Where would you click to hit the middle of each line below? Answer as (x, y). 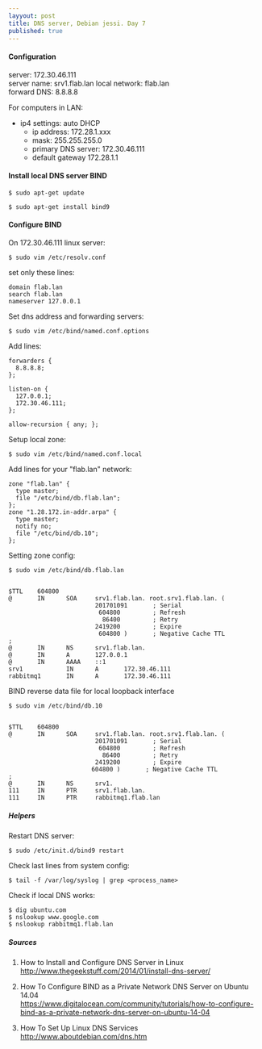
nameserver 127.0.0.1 (45, 301)
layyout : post (32, 16)
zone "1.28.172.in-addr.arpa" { (62, 512)
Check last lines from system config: (69, 865)
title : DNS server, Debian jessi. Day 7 (77, 23)
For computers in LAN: (46, 107)
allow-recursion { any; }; (54, 424)
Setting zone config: (42, 555)
